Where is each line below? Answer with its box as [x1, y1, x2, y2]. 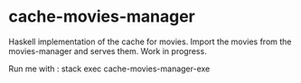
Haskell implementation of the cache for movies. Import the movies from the [8, 36, 292, 47]
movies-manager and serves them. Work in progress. [8, 45, 207, 56]
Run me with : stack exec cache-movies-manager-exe [8, 63, 211, 74]
